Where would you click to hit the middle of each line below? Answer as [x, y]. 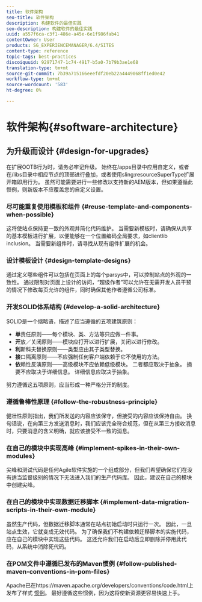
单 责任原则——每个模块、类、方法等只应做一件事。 [78, 334]
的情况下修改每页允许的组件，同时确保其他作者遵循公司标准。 [83, 290]
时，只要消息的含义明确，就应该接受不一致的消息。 [69, 431]
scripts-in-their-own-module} [51, 510]
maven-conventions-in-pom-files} [58, 571]
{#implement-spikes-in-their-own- [127, 448]
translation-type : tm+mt [37, 68]
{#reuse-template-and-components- [137, 207]
